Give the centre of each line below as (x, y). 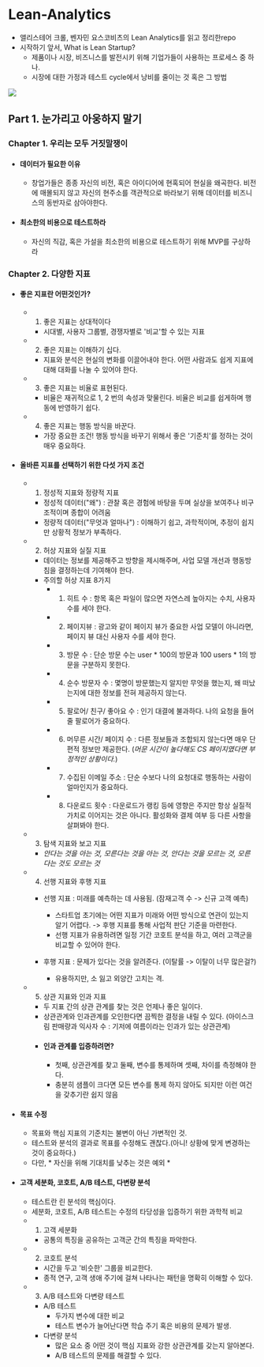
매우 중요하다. (64, 445)
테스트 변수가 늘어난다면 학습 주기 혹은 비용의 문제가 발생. (143, 1325)
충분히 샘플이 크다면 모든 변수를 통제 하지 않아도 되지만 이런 (146, 1085)
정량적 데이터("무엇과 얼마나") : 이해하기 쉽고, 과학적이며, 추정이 (141, 522)
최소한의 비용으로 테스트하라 (63, 222)
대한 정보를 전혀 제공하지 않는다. (137, 693)
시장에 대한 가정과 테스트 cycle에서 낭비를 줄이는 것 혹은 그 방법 (129, 77)
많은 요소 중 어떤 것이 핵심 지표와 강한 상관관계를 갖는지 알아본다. (154, 1345)
